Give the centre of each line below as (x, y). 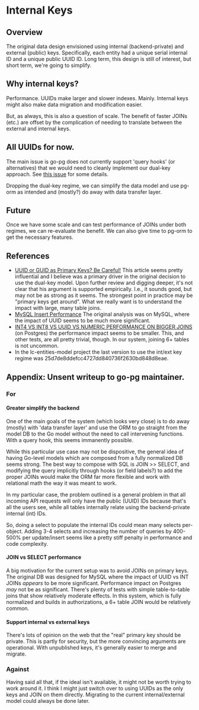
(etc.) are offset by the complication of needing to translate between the (94, 122)
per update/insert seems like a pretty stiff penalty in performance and (107, 538)
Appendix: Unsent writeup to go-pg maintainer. (95, 377)
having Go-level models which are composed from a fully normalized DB (95, 458)
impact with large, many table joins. (58, 308)
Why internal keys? (42, 84)
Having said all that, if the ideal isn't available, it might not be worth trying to (99, 682)
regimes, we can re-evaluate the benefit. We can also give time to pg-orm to (99, 231)
